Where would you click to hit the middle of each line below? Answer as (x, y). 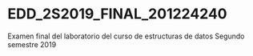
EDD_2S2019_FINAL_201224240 (117, 14)
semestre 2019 (32, 44)
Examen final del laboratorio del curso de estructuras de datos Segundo (126, 36)
